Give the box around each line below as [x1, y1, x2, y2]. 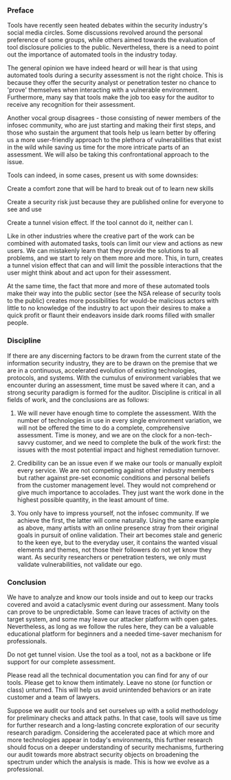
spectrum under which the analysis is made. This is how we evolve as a [7, 757, 210, 766]
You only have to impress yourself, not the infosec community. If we [16, 509, 210, 517]
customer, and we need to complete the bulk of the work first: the [35, 438, 221, 446]
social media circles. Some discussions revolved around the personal [7, 28, 203, 37]
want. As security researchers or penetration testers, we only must [16, 552, 207, 561]
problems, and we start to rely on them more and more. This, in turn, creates [7, 254, 223, 262]
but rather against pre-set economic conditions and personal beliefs [16, 473, 210, 481]
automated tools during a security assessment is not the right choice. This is [7, 71, 223, 79]
